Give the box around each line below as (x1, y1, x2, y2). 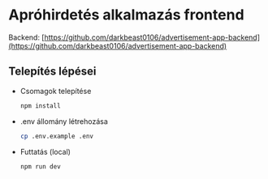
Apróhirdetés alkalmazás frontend (8, 6, 245, 24)
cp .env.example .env (19, 132, 93, 140)
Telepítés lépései (8, 65, 97, 79)
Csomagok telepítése (19, 86, 92, 96)
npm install (19, 101, 61, 110)
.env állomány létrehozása (19, 116, 108, 126)
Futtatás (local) (19, 147, 71, 156)
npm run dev (19, 162, 61, 171)
